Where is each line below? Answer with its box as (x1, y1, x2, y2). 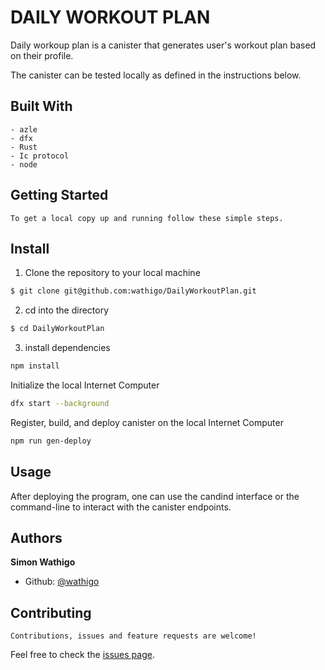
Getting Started (10, 187, 109, 204)
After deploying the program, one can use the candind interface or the (10, 490, 300, 502)
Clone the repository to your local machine (24, 267, 201, 279)
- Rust (10, 142, 38, 152)
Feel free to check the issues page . (10, 649, 155, 661)
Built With (10, 98, 73, 115)
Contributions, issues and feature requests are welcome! (10, 631, 257, 641)
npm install (10, 361, 60, 371)
